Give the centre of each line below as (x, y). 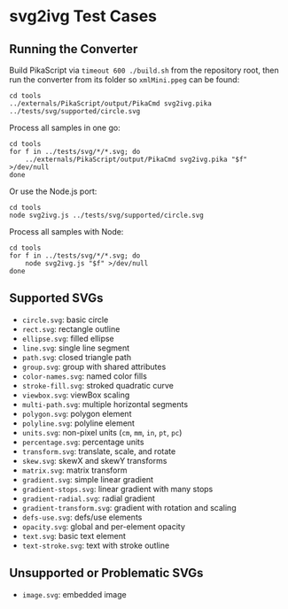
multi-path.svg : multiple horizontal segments (105, 404)
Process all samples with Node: (66, 231)
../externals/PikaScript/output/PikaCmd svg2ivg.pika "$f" (136, 159)
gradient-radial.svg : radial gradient (88, 498)
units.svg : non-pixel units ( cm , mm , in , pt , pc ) (102, 432)
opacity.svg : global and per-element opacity (104, 526)
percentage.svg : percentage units (83, 442)
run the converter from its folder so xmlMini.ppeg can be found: (125, 80)
